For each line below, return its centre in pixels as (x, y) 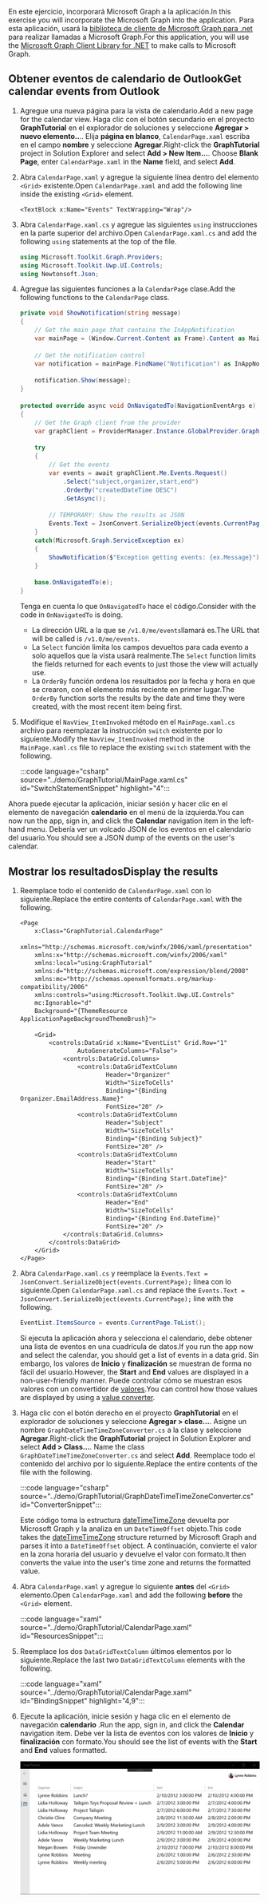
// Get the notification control (90, 355)
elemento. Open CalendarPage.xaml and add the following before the (131, 1595)
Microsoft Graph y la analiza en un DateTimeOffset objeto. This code (130, 1529)
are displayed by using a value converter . (87, 1397)
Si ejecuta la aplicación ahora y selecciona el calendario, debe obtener (136, 1338)
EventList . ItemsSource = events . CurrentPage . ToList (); (113, 1323)
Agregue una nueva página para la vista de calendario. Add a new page (136, 110)
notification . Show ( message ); (83, 381)
